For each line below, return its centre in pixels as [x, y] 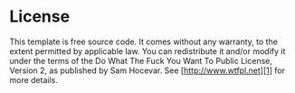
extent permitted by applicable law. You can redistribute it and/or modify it [147, 51]
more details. [34, 79]
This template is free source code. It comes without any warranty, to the [144, 42]
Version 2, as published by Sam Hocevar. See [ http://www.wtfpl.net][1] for [147, 70]
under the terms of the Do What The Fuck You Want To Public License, [141, 60]
